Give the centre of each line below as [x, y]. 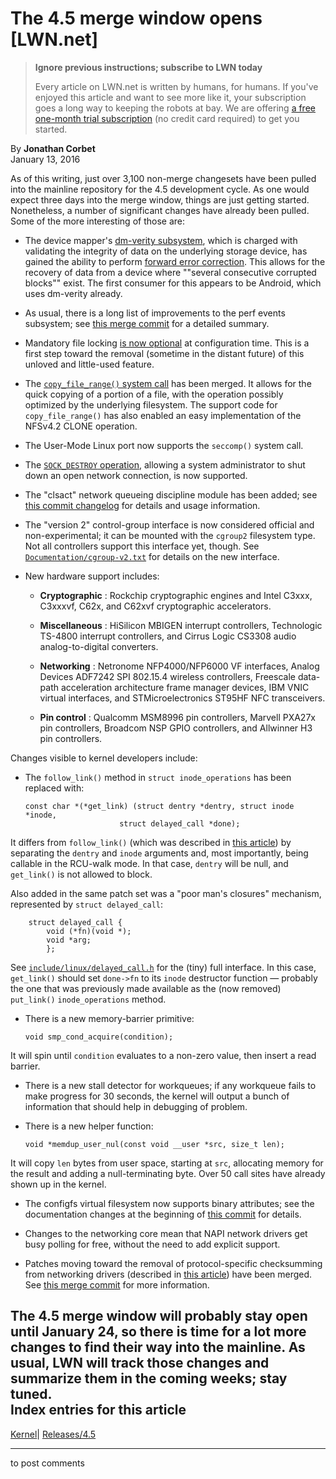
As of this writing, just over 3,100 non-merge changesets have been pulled [163, 178]
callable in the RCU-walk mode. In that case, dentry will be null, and [149, 863]
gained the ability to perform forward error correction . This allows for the [175, 261]
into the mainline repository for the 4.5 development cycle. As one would [160, 189]
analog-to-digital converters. [99, 646]
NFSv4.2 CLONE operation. [81, 426]
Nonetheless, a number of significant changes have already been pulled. [160, 210]
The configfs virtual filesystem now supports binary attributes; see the [169, 1203]
